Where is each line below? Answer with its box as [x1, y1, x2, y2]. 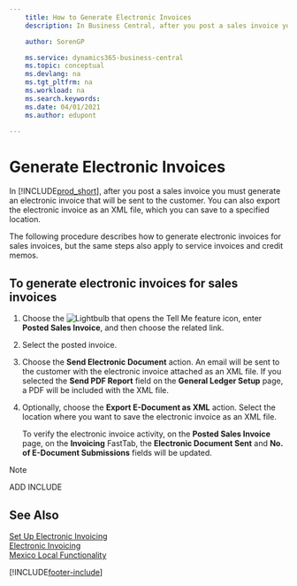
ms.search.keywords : [25, 94, 101, 103]
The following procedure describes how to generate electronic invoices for [9, 231, 281, 242]
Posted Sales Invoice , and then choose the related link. [21, 322, 225, 333]
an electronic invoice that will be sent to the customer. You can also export [9, 196, 280, 206]
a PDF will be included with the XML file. [21, 385, 170, 396]
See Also [9, 507, 59, 522]
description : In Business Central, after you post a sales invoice [25, 21, 278, 30]
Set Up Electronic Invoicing [9, 530, 108, 541]
